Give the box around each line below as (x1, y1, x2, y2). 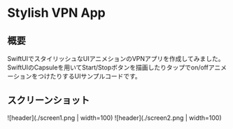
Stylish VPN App (7, 5, 106, 21)
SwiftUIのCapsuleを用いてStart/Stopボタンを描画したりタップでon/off (7, 63, 209, 72)
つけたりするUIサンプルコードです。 (37, 72, 141, 80)
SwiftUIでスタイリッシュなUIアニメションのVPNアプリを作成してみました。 (7, 55, 225, 62)
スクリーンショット (7, 95, 90, 107)
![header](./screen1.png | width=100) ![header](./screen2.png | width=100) (7, 114, 222, 122)
